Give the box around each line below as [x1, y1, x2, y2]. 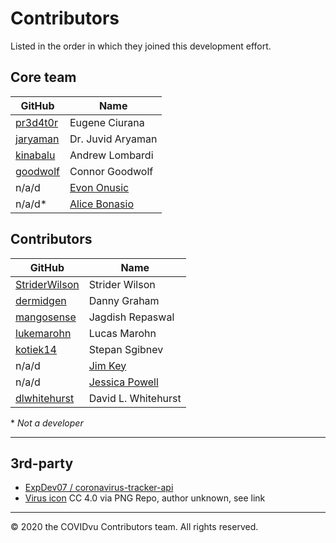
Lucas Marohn [88, 326, 157, 340]
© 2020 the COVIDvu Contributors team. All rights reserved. [10, 521, 259, 533]
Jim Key [88, 358, 127, 372]
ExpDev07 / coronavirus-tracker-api [24, 482, 174, 494]
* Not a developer [10, 417, 84, 429]
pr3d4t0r [15, 115, 58, 129]
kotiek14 [15, 342, 57, 356]
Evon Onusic [69, 180, 130, 194]
